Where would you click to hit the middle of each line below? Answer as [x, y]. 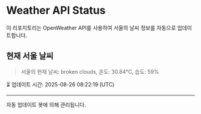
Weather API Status [56, 10]
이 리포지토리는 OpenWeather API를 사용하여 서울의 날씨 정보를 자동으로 [91, 28]
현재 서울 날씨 [30, 56]
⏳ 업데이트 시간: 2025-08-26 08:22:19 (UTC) [60, 84]
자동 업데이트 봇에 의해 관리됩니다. [46, 104]
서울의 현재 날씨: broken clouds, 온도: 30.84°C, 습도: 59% [90, 71]
